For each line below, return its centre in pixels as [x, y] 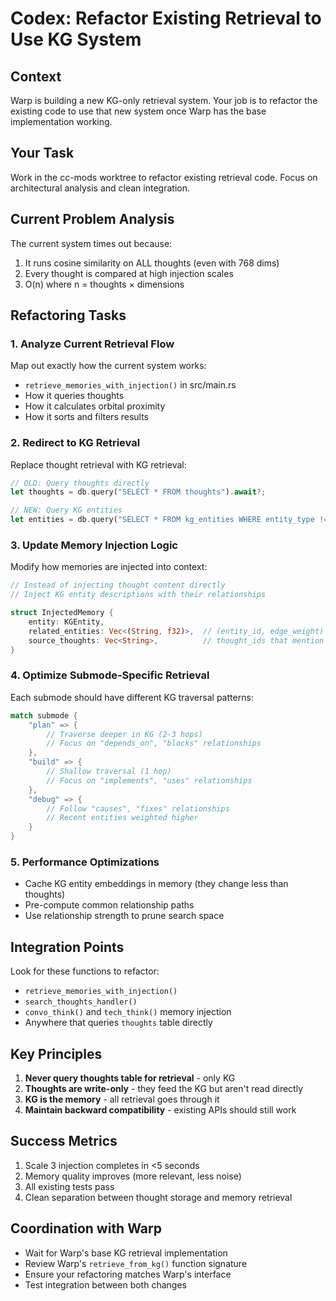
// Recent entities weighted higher [122, 818]
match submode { [44, 715]
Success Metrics [64, 1141]
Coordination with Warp [86, 1228]
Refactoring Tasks [68, 315]
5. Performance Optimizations [85, 862]
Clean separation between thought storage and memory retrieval [158, 1197]
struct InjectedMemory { [62, 613]
